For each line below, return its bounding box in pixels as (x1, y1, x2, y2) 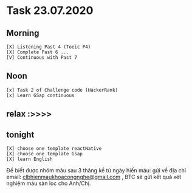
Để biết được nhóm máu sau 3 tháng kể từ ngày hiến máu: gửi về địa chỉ (6, 167, 187, 174)
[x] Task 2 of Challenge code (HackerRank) (6, 87, 118, 93)
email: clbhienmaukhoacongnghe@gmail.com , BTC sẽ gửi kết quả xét (6, 174, 182, 181)
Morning (6, 28, 39, 38)
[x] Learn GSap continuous (6, 92, 75, 98)
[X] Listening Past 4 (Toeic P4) (6, 44, 91, 50)
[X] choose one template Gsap (6, 151, 83, 157)
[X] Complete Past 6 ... (6, 49, 69, 55)
